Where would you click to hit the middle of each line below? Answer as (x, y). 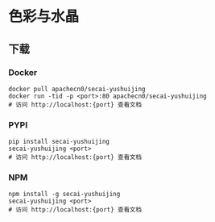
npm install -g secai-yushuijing (64, 195)
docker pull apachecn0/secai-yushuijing (77, 89)
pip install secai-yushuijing (59, 142)
